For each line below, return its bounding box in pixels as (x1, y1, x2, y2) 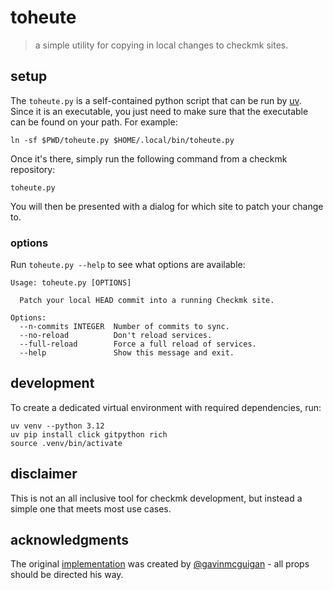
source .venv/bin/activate (10, 438, 123, 448)
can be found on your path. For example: (10, 116, 178, 128)
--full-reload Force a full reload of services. (19, 339, 257, 350)
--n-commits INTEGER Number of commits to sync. (19, 322, 230, 332)
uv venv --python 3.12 (10, 421, 105, 431)
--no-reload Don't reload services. (19, 331, 213, 341)
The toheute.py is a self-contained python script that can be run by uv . (10, 94, 302, 106)
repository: (10, 163, 56, 175)
